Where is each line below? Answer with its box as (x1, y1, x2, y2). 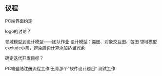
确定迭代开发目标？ (5, 55, 44, 61)
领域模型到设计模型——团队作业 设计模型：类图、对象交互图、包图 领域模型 (5, 38, 157, 44)
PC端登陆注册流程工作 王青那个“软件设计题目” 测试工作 (5, 65, 116, 71)
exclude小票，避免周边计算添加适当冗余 (5, 45, 85, 51)
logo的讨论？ (5, 28, 31, 34)
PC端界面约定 (5, 18, 33, 24)
